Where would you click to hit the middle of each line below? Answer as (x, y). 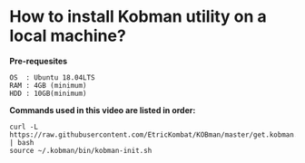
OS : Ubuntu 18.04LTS (52, 77)
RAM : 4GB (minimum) (49, 85)
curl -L (24, 127)
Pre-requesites (39, 61)
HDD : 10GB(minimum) (49, 93)
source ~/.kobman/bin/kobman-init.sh (81, 150)
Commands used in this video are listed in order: (103, 110)
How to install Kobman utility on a (138, 17)
